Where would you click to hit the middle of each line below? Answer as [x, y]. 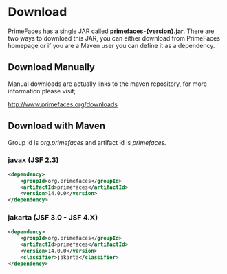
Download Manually [52, 67]
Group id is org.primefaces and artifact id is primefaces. [87, 142]
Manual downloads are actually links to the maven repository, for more [108, 84]
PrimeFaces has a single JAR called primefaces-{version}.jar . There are [111, 31]
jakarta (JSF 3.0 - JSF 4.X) [53, 218]
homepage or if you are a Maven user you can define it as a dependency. [111, 45]
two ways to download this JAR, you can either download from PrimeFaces [114, 38]
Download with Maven [57, 126]
